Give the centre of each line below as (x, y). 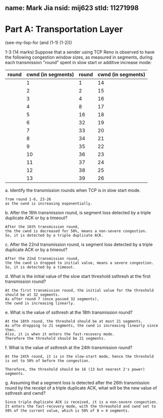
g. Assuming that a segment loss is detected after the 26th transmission (77, 383)
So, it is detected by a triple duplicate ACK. (54, 235)
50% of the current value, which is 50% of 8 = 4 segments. (68, 411)
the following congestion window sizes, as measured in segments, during (79, 57)
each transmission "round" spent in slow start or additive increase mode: (78, 63)
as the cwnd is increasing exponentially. (49, 204)
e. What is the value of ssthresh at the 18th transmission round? (69, 312)
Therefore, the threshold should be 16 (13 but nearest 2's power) (75, 370)
